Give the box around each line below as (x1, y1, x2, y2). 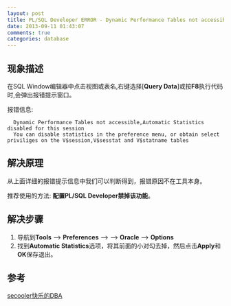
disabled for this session (7, 125, 85, 132)
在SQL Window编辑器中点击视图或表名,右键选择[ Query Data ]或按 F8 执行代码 (7, 82, 223, 90)
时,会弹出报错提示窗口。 (7, 91, 76, 99)
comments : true (7, 29, 51, 36)
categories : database (7, 36, 69, 43)
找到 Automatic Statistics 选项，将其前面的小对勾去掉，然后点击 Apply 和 (16, 242, 221, 250)
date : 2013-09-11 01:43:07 (7, 23, 85, 30)
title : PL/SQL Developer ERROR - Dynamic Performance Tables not (7, 16, 198, 23)
